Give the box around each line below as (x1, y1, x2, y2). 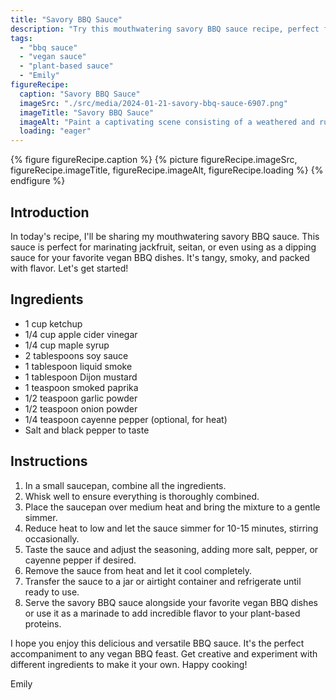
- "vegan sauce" (19, 52, 87, 62)
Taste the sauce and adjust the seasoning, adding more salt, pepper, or (24, 543, 319, 555)
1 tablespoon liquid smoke (24, 360, 133, 372)
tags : (10, 33, 33, 43)
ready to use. (24, 586, 80, 598)
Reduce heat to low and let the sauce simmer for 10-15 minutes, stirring (24, 522, 319, 534)
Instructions (10, 453, 88, 470)
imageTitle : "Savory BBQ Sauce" (19, 107, 155, 118)
